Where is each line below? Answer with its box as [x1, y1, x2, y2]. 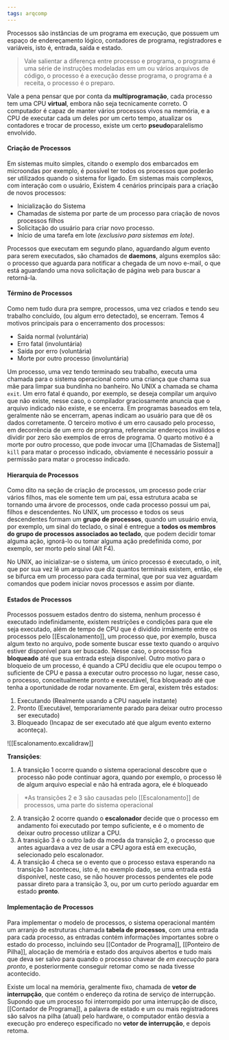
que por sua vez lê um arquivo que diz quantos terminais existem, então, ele [7, 565, 223, 573]
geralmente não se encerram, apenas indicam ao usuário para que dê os [7, 411, 213, 419]
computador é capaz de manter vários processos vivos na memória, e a [7, 106, 210, 115]
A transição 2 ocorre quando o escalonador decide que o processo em [16, 814, 219, 822]
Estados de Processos [7, 595, 72, 603]
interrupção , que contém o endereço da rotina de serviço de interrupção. [7, 990, 216, 998]
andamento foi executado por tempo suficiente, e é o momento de [16, 822, 204, 830]
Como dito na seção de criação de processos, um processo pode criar [7, 486, 207, 494]
